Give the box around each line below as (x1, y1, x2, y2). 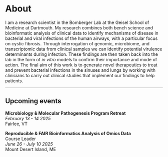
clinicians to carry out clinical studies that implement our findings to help (5, 72, 155, 78)
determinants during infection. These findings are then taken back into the (5, 51, 158, 57)
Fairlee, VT (5, 121, 28, 127)
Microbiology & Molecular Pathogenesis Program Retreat (5, 110, 126, 116)
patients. (5, 78, 23, 84)
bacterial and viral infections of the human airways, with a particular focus (5, 35, 158, 41)
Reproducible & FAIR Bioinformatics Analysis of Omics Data (5, 130, 131, 136)
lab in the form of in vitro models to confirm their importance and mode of (5, 56, 157, 62)
